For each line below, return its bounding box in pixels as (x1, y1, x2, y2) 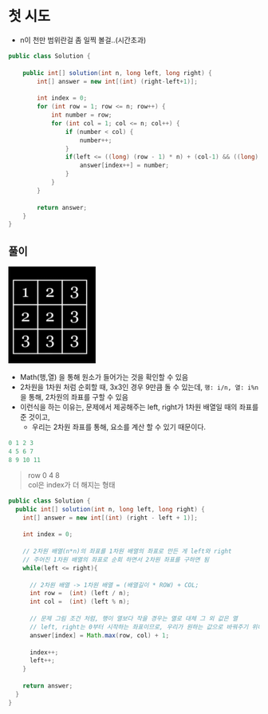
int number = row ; (50, 111, 112, 120)
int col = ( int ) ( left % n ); (29, 598, 130, 606)
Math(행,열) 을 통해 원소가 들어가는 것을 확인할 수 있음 (19, 373, 189, 382)
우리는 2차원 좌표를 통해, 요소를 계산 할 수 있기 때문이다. (31, 422, 206, 432)
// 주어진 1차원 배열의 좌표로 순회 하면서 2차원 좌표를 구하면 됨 (22, 555, 210, 563)
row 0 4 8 (27, 470, 60, 479)
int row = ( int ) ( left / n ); (29, 590, 130, 598)
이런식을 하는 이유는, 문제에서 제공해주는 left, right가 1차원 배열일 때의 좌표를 (19, 402, 259, 412)
